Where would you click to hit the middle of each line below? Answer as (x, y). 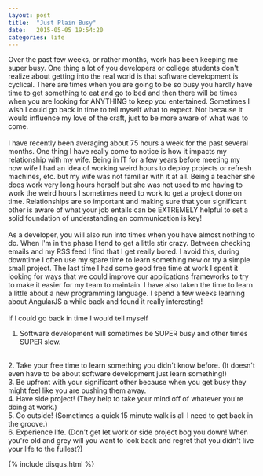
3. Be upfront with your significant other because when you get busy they (127, 383)
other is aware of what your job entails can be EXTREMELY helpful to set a (128, 210)
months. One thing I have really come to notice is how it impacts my (118, 152)
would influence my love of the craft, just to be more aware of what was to (128, 118)
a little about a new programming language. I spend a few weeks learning (127, 293)
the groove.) (28, 424)
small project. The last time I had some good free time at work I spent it (123, 269)
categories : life (37, 37)
